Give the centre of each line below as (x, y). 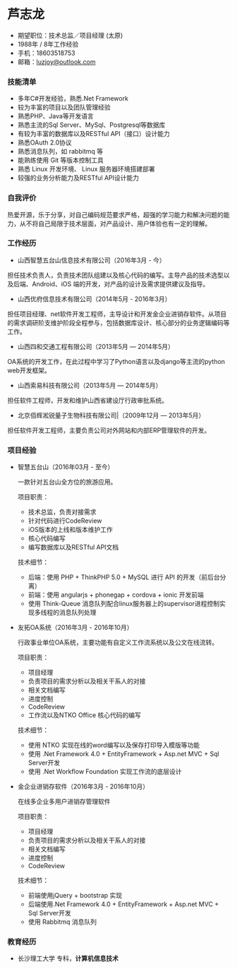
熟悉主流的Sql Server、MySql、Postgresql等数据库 (91, 125)
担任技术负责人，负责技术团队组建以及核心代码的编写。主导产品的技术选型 (115, 275)
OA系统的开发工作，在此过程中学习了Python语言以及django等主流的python (116, 361)
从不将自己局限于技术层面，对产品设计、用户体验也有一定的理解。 (115, 224)
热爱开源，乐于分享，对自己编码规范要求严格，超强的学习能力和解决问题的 (115, 214)
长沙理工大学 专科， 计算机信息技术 (68, 958)
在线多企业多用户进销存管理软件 (64, 802)
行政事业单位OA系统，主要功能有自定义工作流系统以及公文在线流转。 (118, 642)
